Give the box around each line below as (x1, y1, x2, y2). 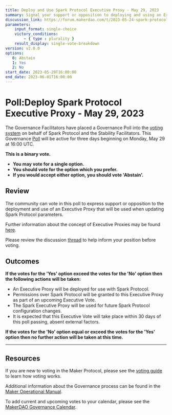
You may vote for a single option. (12, 160, 84, 167)
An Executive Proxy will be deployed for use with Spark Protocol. (12, 286, 149, 292)
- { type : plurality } (24, 37, 74, 42)
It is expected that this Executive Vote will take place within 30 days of (12, 313, 161, 319)
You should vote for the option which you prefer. (12, 166, 118, 172)
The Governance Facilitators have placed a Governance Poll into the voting (5, 124, 163, 131)
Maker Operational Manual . (5, 389, 63, 395)
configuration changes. (12, 308, 62, 314)
